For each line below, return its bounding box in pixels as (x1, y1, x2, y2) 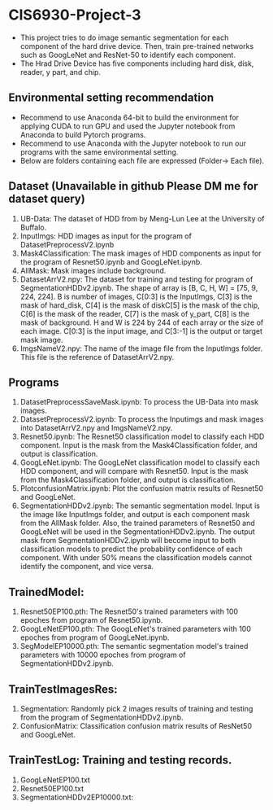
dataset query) (8, 192, 85, 206)
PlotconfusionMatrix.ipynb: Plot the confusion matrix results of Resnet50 (19, 484, 264, 493)
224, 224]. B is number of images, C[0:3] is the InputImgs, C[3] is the (19, 291, 253, 301)
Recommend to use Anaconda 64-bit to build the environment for (19, 112, 240, 122)
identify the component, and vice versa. (19, 562, 154, 571)
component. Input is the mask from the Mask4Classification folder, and (19, 440, 258, 450)
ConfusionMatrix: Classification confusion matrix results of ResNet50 (19, 721, 253, 730)
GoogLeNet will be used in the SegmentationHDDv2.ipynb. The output (19, 527, 256, 536)
